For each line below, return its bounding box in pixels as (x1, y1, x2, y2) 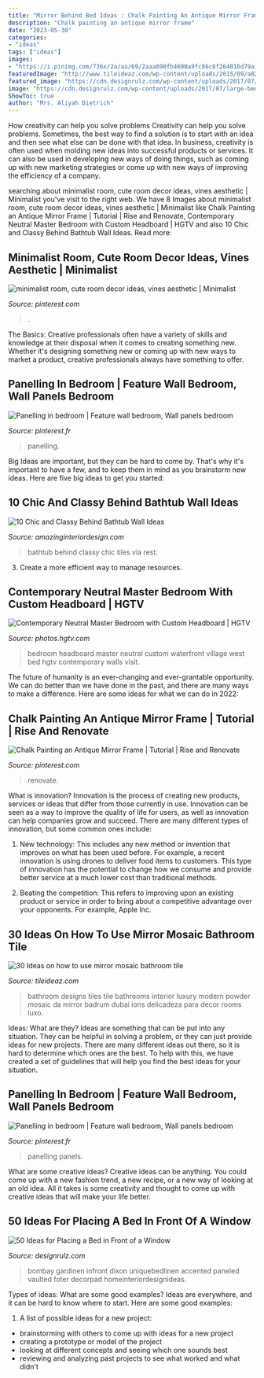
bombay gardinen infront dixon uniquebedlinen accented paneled (27, 1266, 240, 1275)
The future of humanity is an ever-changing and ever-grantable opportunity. (8, 672, 255, 682)
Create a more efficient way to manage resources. (19, 562, 182, 572)
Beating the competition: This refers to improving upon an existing (19, 888, 234, 897)
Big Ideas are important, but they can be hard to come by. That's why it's (8, 456, 244, 466)
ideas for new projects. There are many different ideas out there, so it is (8, 1040, 240, 1049)
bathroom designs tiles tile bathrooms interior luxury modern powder (27, 992, 251, 1000)
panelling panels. (27, 1151, 83, 1161)
